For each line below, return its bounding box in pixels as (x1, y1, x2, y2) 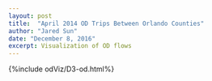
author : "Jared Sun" (8, 27, 78, 35)
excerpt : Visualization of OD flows (8, 42, 132, 50)
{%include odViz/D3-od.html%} (8, 64, 115, 74)
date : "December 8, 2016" (8, 34, 95, 43)
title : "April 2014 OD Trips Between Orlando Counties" (8, 19, 205, 28)
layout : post (8, 11, 53, 20)
